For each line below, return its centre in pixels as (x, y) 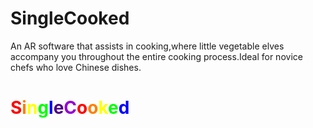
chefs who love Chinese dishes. (76, 67)
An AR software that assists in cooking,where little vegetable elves (147, 46)
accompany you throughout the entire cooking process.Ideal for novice (156, 56)
